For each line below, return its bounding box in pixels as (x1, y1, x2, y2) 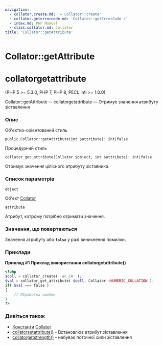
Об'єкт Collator (5, 195, 36, 201)
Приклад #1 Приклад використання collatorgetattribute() (5, 260, 126, 266)
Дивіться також (5, 313, 45, 320)
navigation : (5, 7, 29, 12)
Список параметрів (5, 175, 55, 182)
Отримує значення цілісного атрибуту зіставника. (5, 163, 110, 169)
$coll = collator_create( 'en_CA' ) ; (5, 274, 82, 279)
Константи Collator (12, 323, 51, 330)
